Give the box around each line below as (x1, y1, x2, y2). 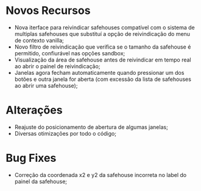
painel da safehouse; (14, 178, 68, 185)
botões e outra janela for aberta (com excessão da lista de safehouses (14, 75, 191, 83)
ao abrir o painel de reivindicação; (14, 62, 100, 70)
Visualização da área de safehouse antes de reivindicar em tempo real (14, 56, 191, 63)
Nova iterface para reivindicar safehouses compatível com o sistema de (14, 24, 196, 31)
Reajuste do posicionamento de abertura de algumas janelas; (14, 123, 168, 131)
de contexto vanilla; (14, 36, 65, 44)
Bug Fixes (5, 151, 57, 165)
